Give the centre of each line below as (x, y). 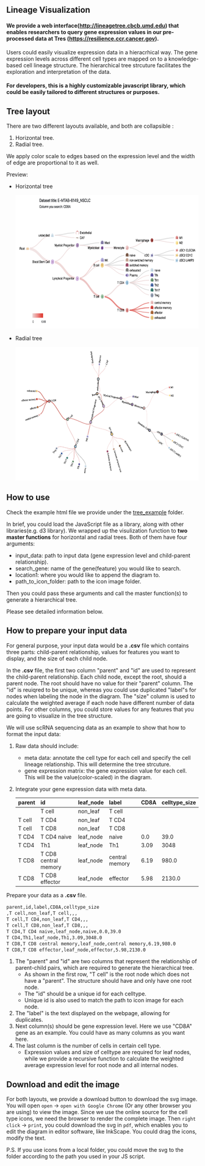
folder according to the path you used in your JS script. (76, 1156)
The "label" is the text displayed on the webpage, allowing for (92, 1013)
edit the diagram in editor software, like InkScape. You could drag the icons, (102, 1132)
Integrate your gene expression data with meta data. (81, 789)
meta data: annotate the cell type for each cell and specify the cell (107, 757)
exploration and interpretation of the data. (59, 71)
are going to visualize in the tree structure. (59, 716)
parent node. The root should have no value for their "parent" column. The (100, 683)
